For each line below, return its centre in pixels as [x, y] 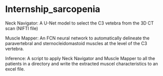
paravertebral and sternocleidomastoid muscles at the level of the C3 [76, 43]
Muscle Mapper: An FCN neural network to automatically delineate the [77, 38]
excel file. [15, 69]
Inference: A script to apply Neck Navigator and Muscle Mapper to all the [80, 58]
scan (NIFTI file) [22, 28]
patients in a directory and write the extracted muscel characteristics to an [82, 63]
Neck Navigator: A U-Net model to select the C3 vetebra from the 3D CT [80, 23]
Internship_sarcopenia [53, 9]
